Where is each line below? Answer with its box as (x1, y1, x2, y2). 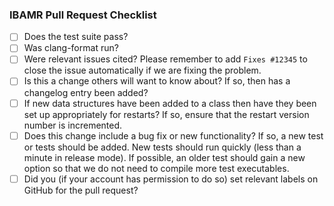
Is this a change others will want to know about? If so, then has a (23, 75, 291, 87)
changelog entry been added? (23, 86, 149, 98)
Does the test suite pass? (23, 31, 129, 43)
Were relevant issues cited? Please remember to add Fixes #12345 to (23, 53, 308, 65)
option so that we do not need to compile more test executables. (23, 162, 290, 174)
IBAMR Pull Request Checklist (9, 8, 157, 22)
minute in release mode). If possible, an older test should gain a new (23, 151, 306, 163)
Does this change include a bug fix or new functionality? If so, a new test (23, 129, 324, 142)
